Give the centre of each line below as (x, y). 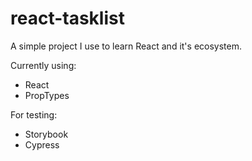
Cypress (42, 144)
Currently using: (43, 65)
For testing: (34, 114)
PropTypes (47, 95)
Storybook (46, 134)
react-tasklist (67, 18)
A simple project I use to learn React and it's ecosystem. (126, 46)
